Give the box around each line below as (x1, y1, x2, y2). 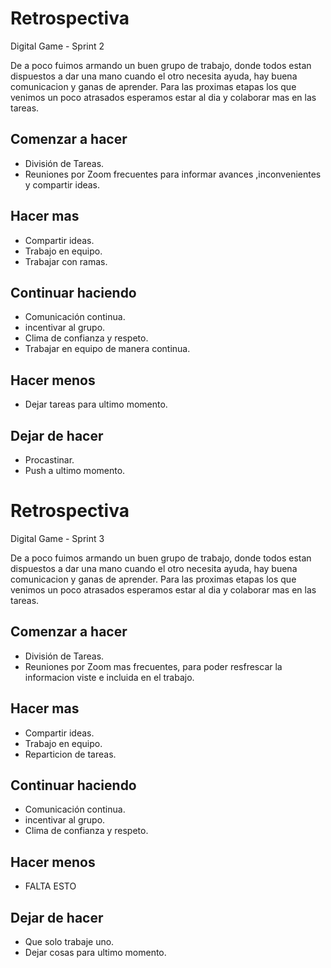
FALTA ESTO (24, 880, 77, 892)
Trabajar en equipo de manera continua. (24, 343, 191, 355)
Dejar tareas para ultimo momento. (24, 398, 168, 411)
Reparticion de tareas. (24, 748, 117, 760)
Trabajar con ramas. (24, 255, 108, 267)
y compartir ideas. (24, 178, 101, 191)
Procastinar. (24, 454, 75, 466)
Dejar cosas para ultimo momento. (24, 947, 167, 958)
